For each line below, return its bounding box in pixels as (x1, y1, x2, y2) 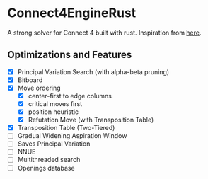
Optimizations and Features (7, 49, 132, 61)
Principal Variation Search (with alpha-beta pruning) (17, 67, 170, 76)
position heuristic (28, 108, 79, 116)
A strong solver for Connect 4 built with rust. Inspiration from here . (7, 28, 202, 37)
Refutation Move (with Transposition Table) (28, 115, 154, 125)
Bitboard (17, 76, 43, 84)
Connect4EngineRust (7, 5, 137, 21)
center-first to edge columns (28, 91, 112, 100)
